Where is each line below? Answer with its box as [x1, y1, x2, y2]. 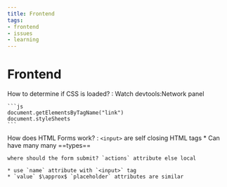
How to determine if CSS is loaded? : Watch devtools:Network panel [7, 90, 205, 98]
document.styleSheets [7, 116, 71, 123]
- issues [7, 29, 33, 37]
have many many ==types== [7, 141, 91, 150]
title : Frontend [7, 10, 55, 18]
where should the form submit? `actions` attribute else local [7, 155, 197, 162]
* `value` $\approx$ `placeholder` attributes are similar [7, 173, 184, 181]
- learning [7, 36, 39, 43]
